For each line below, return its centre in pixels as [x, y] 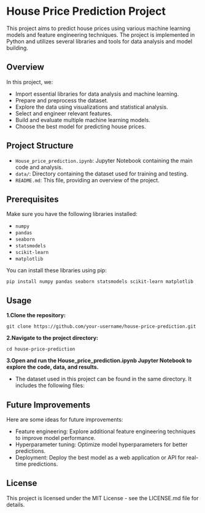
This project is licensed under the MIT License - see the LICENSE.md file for [102, 498]
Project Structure [40, 146]
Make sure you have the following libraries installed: [72, 214]
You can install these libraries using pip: [57, 271]
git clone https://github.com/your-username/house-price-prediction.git [101, 326]
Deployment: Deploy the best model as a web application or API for [100, 457]
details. [16, 504]
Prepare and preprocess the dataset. [62, 100]
